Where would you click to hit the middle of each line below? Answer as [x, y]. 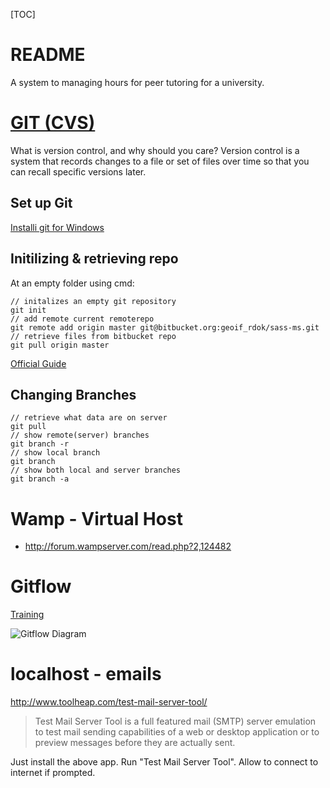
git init [28, 310]
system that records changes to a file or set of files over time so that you [160, 161]
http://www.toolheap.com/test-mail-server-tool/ [109, 702]
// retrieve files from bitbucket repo [93, 336]
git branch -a [40, 479]
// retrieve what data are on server [89, 418]
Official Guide [38, 363]
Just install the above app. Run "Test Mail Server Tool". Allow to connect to [164, 762]
